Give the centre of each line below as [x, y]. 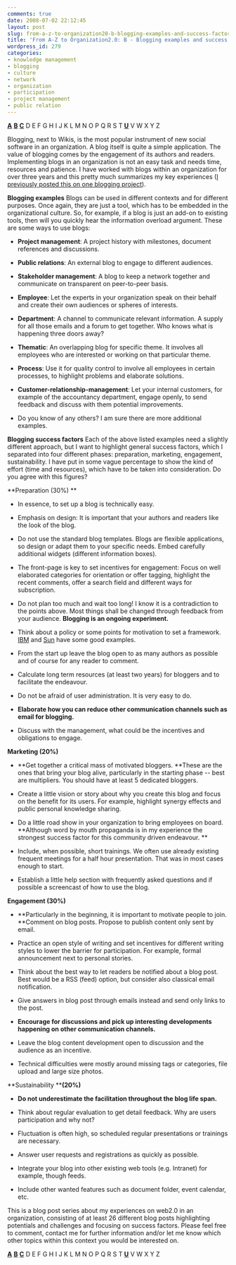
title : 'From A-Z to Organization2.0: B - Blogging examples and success [118, 40]
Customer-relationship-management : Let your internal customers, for [120, 389]
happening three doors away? [60, 333]
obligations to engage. [50, 738]
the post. [30, 1008]
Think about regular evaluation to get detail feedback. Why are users [117, 1112]
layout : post [26, 27]
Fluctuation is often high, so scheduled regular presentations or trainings [123, 1133]
